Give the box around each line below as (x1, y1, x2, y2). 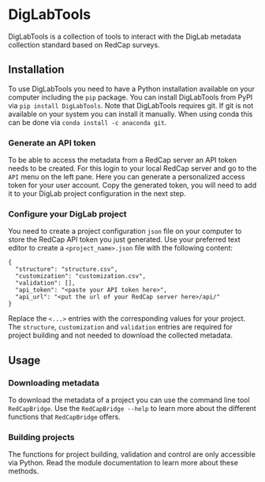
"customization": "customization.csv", (15, 273, 147, 281)
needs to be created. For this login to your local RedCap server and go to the (8, 164, 258, 173)
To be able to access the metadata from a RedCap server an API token (8, 156, 237, 165)
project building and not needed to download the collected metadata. (8, 330, 233, 341)
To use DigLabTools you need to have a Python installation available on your (8, 84, 255, 93)
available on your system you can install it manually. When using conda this (8, 109, 253, 119)
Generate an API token (8, 137, 96, 148)
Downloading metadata (8, 377, 100, 388)
